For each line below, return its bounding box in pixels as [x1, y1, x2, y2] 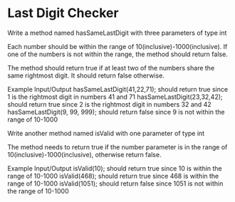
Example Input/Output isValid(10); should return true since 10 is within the [7, 164, 222, 172]
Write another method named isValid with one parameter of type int [7, 129, 205, 137]
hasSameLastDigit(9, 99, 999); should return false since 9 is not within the [7, 107, 225, 116]
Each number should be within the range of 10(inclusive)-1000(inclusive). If [7, 42, 228, 51]
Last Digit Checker [7, 5, 119, 21]
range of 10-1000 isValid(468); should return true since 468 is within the [7, 171, 219, 180]
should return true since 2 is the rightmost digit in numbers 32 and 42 [7, 100, 211, 108]
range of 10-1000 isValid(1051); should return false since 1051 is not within [7, 179, 224, 188]
